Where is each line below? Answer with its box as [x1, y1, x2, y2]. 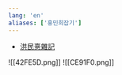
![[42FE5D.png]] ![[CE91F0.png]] [8, 57, 115, 67]
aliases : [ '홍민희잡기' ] [8, 19, 82, 27]
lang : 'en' [8, 11, 44, 20]
